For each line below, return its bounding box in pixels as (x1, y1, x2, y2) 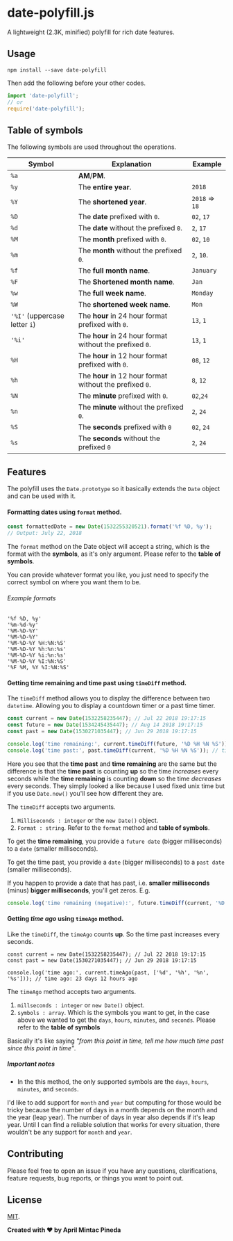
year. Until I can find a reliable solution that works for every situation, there (7, 1120, 221, 1128)
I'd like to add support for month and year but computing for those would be (7, 1098, 222, 1107)
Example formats (7, 593, 56, 602)
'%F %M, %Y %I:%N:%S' (7, 664, 70, 671)
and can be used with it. (7, 492, 76, 500)
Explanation (111, 159, 152, 169)
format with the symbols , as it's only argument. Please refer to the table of (7, 550, 221, 558)
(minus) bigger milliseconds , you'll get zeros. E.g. (7, 886, 150, 895)
